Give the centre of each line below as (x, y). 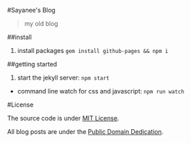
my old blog (41, 23)
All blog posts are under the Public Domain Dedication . (85, 131)
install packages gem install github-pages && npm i (93, 51)
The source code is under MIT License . (63, 118)
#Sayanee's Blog (31, 10)
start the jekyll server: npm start (63, 77)
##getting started (32, 64)
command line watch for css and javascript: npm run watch (101, 91)
